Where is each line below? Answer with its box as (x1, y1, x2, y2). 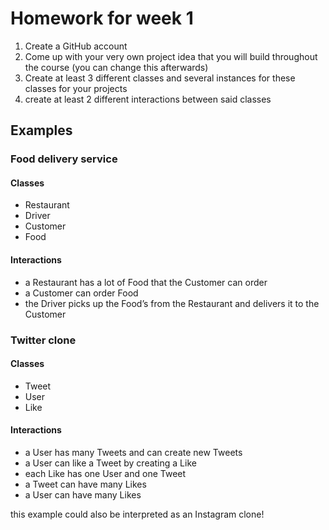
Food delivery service (10, 152, 118, 166)
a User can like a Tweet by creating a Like (24, 457, 197, 469)
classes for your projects (24, 82, 128, 94)
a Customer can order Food (24, 287, 139, 299)
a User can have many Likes (24, 488, 142, 501)
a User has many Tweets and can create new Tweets (24, 446, 243, 458)
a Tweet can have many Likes (24, 478, 147, 490)
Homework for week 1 (10, 7, 194, 30)
